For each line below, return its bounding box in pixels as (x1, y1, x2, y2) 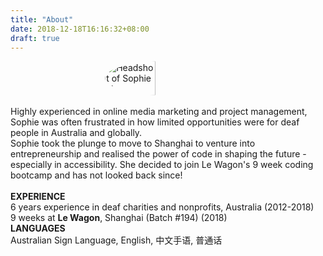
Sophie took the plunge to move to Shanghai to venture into (10, 137, 256, 150)
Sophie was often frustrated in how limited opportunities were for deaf (10, 116, 300, 128)
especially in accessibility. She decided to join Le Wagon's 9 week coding (10, 159, 314, 171)
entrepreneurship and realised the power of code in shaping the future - (10, 148, 307, 160)
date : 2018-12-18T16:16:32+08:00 (10, 24, 150, 34)
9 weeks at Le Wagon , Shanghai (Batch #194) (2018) (10, 212, 228, 224)
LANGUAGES (10, 222, 66, 235)
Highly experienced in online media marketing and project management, (10, 106, 308, 118)
